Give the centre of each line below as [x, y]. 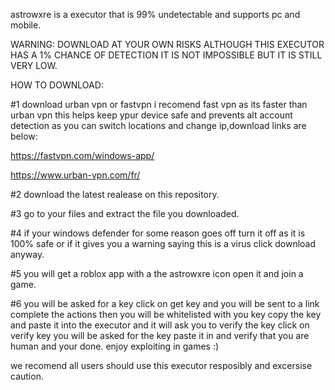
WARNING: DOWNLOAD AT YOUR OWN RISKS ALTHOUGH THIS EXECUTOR [167, 44]
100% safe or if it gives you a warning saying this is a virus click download [163, 243]
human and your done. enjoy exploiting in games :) [115, 346]
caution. [27, 376]
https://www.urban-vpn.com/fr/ [75, 175]
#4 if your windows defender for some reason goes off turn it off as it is [158, 233]
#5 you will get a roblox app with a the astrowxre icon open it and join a [157, 273]
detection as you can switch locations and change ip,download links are [158, 125]
